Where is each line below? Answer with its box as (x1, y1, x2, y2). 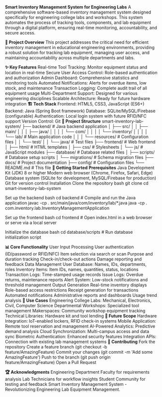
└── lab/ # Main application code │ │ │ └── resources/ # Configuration (5, 134, 149, 139)
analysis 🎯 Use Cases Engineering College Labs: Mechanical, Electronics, (5, 297, 151, 303)
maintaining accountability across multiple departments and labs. (5, 55, 135, 60)
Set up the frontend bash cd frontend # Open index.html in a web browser (5, 215, 152, 220)
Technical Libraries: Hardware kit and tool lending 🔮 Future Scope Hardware (5, 313, 157, 319)
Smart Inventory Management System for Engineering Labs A (5, 4, 132, 10)
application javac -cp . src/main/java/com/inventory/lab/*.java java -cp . (5, 200, 147, 206)
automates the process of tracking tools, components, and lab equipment (5, 19, 151, 25)
